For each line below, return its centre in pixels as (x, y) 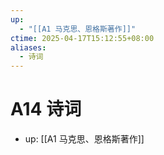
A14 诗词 (46, 109)
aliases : (28, 47)
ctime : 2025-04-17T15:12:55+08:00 (82, 38)
